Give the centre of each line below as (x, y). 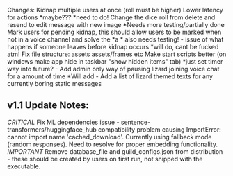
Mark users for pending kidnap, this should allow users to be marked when (114, 32)
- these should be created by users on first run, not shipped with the (105, 159)
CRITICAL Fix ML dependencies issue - (63, 122)
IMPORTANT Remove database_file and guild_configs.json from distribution (115, 151)
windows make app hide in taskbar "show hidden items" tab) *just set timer (115, 61)
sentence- (136, 122)
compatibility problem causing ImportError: (160, 129)
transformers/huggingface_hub (52, 129)
